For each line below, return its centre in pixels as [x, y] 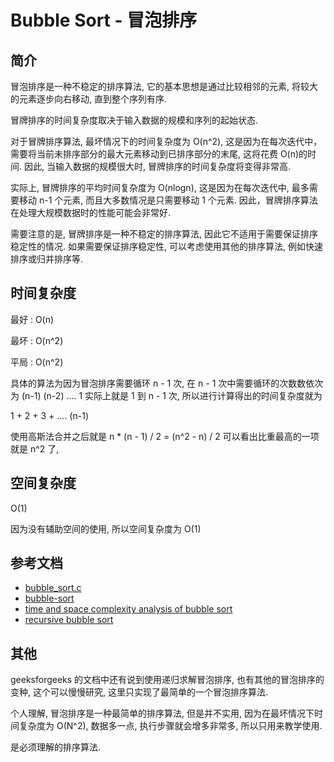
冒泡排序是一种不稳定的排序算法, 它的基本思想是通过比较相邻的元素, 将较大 [164, 86]
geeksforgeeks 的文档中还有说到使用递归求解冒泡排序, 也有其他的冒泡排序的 [167, 680]
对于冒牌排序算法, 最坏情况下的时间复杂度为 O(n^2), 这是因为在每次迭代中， [166, 141]
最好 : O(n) [32, 319]
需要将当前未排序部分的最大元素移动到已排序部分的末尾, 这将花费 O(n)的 [159, 154]
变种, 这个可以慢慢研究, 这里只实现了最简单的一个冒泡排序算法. [139, 692]
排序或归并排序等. [47, 259]
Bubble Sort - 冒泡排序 [104, 20]
